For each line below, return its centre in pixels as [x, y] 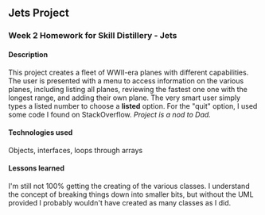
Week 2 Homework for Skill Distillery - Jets [93, 36]
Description [28, 54]
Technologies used [41, 132]
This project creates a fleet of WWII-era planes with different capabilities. [129, 72]
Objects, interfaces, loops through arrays [76, 150]
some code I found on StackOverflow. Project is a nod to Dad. [109, 114]
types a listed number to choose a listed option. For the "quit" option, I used [133, 106]
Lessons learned [37, 168]
